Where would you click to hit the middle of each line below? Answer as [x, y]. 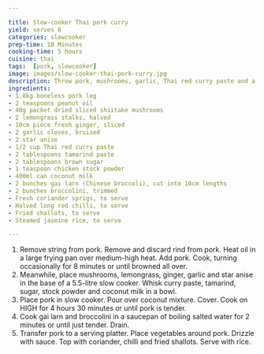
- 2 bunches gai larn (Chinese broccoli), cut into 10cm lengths [117, 184]
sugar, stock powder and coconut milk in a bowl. [98, 292]
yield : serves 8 [35, 30]
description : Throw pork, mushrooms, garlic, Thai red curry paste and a [132, 81]
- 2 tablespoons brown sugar [56, 162]
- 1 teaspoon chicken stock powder [67, 169]
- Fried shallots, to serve [54, 213]
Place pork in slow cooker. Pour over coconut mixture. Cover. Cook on [134, 300]
